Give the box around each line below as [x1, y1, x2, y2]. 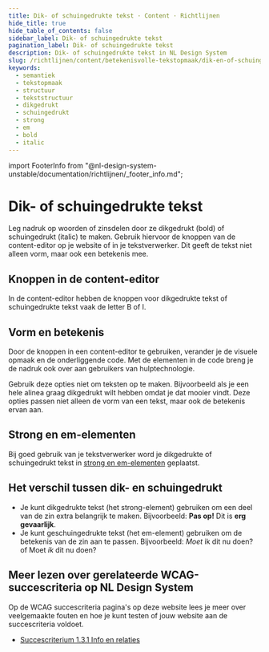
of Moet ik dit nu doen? [19, 545, 97, 554]
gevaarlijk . [19, 519, 56, 529]
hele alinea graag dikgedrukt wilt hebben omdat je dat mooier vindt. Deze [8, 388, 251, 398]
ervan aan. [8, 405, 44, 415]
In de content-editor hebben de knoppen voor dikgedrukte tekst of [8, 294, 228, 303]
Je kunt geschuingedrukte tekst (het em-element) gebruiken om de [19, 528, 243, 537]
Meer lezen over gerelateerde [8, 569, 159, 582]
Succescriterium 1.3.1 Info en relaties [19, 634, 140, 644]
